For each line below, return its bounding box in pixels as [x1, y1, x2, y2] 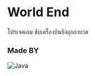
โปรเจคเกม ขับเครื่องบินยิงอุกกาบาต [7, 27, 89, 36]
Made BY [7, 45, 39, 55]
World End [7, 4, 70, 20]
